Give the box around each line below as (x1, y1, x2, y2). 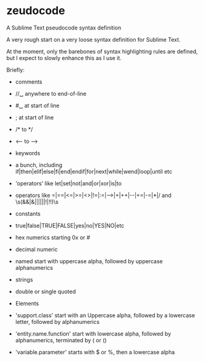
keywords (15, 149, 41, 156)
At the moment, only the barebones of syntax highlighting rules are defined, (6, 47, 198, 55)
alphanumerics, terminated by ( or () (15, 336, 107, 344)
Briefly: (6, 66, 25, 74)
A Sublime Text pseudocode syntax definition (6, 24, 122, 31)
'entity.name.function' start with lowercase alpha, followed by (15, 329, 171, 337)
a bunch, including (15, 161, 63, 169)
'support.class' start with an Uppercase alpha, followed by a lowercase (15, 311, 195, 319)
